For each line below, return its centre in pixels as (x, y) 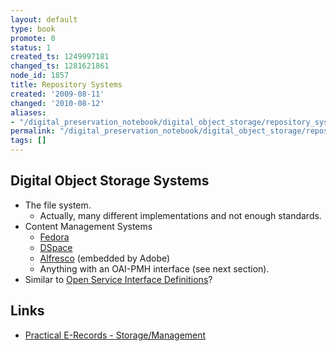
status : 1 (31, 47)
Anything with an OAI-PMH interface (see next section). (154, 268)
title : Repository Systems (66, 85)
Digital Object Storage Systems (110, 181)
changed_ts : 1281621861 (60, 66)
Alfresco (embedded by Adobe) (105, 258)
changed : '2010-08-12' (57, 103)
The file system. (58, 205)
